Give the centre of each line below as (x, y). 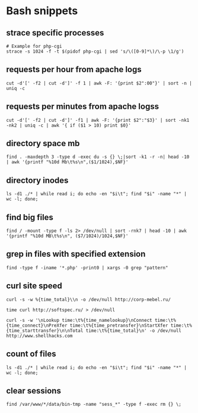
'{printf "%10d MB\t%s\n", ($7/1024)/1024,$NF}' (67, 236)
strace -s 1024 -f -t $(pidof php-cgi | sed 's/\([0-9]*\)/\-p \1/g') (95, 51)
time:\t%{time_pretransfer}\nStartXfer (119, 325)
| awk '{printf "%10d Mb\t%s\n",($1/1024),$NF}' (67, 162)
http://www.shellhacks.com (39, 335)
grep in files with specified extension (76, 254)
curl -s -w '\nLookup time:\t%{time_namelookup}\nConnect (79, 320)
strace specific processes (55, 33)
